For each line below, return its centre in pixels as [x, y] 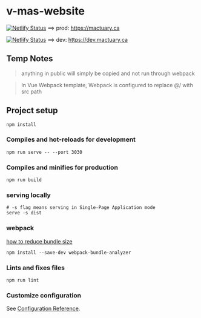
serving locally [29, 195]
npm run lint [23, 280]
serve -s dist [24, 213]
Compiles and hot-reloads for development [71, 139]
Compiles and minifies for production [62, 167]
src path [31, 91]
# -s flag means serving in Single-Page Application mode [81, 208]
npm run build [24, 180]
